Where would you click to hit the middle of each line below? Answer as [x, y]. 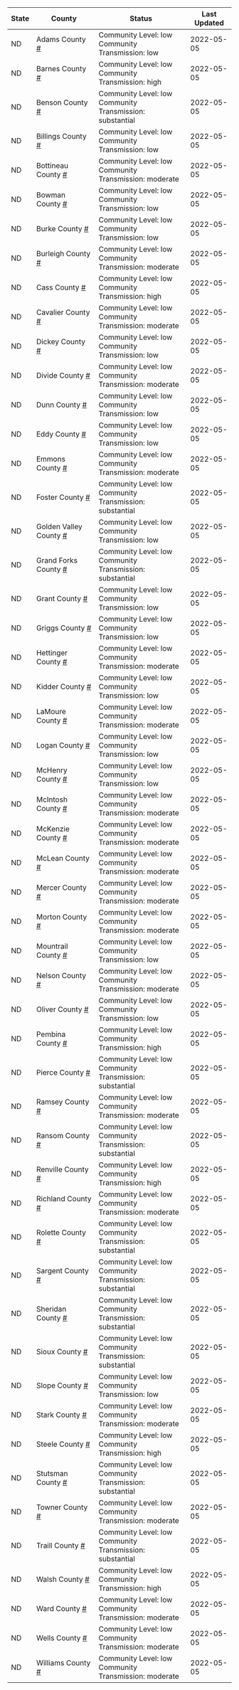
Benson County [62, 102]
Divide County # [63, 375]
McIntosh [52, 799]
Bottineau [52, 165]
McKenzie [53, 829]
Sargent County [62, 1271]
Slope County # [62, 1385]
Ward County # [61, 1609]
